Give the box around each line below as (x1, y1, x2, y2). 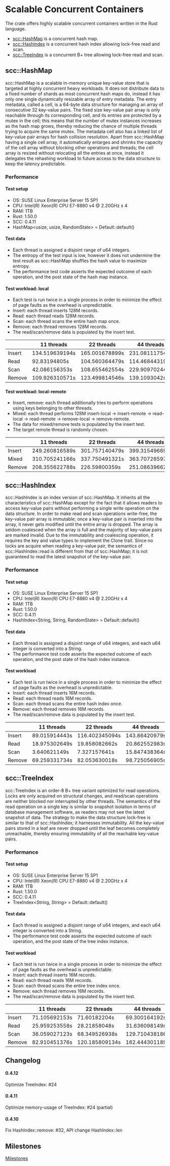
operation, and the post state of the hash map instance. (12, 274, 129, 280)
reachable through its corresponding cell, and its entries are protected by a (5, 112, 162, 118)
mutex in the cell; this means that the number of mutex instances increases (5, 118, 162, 124)
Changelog (5, 1056, 41, 1065)
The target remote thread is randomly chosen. (12, 427, 109, 433)
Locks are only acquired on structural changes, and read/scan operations (5, 792, 158, 799)
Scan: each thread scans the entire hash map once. (12, 318, 120, 324)
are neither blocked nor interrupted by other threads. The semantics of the (5, 798, 161, 804)
